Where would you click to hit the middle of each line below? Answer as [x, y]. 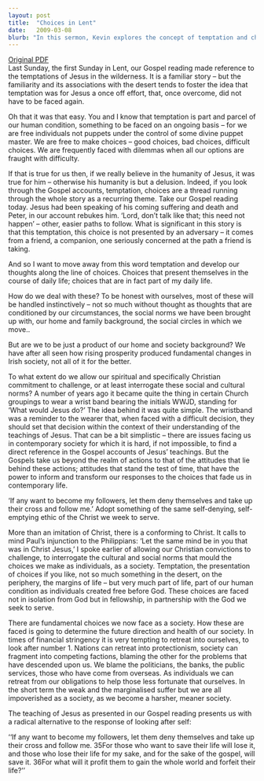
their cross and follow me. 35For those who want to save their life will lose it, [132, 746]
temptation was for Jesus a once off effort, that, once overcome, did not [125, 93]
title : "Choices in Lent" [52, 23]
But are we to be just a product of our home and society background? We [127, 345]
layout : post [29, 15]
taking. [19, 249]
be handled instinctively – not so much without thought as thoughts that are [130, 304]
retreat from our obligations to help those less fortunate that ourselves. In [127, 682]
